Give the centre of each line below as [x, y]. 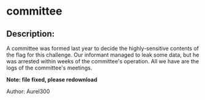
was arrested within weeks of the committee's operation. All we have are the [103, 61]
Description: [31, 34]
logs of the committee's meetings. [49, 68]
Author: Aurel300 [28, 91]
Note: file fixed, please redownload [52, 80]
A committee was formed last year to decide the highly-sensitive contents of [102, 48]
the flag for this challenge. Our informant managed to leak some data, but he [103, 55]
